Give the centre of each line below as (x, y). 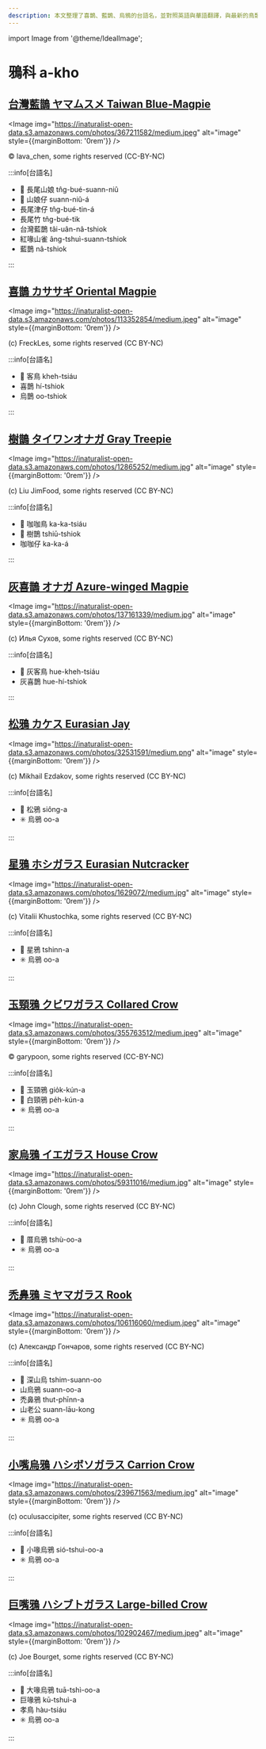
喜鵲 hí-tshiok (42, 386)
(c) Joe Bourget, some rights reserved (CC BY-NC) (91, 1656)
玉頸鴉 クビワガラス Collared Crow (93, 1005)
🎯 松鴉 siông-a (44, 809)
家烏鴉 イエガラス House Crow (83, 1154)
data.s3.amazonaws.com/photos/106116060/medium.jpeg (103, 1323)
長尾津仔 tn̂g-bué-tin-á (57, 209)
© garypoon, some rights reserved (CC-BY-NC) (86, 1056)
